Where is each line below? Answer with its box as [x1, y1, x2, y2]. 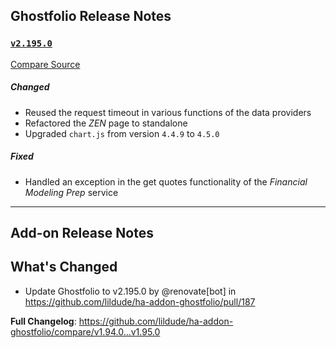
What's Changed [10, 259, 118, 276]
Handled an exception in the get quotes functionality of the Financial [24, 175, 308, 188]
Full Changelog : [10, 315, 77, 327]
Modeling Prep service [24, 186, 119, 198]
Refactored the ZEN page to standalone [24, 117, 188, 129]
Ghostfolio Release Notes [10, 8, 172, 25]
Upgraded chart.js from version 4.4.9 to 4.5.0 [24, 127, 220, 139]
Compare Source [10, 58, 81, 70]
